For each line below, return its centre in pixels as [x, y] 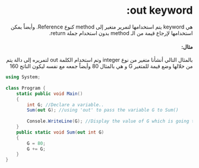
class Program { [26, 88]
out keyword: [159, 10]
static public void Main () [50, 93]
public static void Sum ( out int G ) [60, 132]
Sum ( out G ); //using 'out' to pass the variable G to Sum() [103, 110]
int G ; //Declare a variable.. [66, 104]
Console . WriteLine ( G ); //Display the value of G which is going [108, 121]
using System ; [23, 77]
